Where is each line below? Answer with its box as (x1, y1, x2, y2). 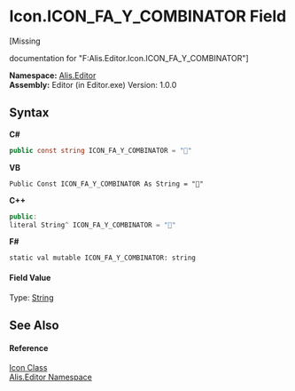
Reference (9, 342, 49, 353)
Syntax (9, 105, 50, 121)
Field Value (9, 272, 51, 283)
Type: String (9, 291, 54, 303)
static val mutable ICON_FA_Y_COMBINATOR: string (9, 253, 197, 263)
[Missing (9, 36, 42, 46)
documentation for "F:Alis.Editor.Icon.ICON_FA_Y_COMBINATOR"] (9, 52, 250, 63)
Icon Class (9, 363, 48, 373)
